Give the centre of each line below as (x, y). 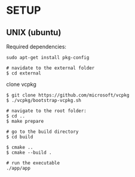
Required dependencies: (36, 46)
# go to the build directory (42, 132)
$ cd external (24, 73)
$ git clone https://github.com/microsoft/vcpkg (68, 95)
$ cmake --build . (29, 153)
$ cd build (20, 137)
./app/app (19, 168)
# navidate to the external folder (50, 68)
